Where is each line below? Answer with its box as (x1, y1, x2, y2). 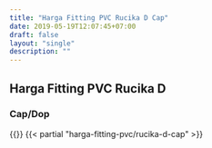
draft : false (9, 30, 59, 39)
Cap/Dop (9, 108, 50, 121)
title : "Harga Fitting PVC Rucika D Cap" (9, 13, 169, 23)
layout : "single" (9, 38, 76, 48)
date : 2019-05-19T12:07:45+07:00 (9, 22, 136, 31)
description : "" (9, 47, 71, 56)
